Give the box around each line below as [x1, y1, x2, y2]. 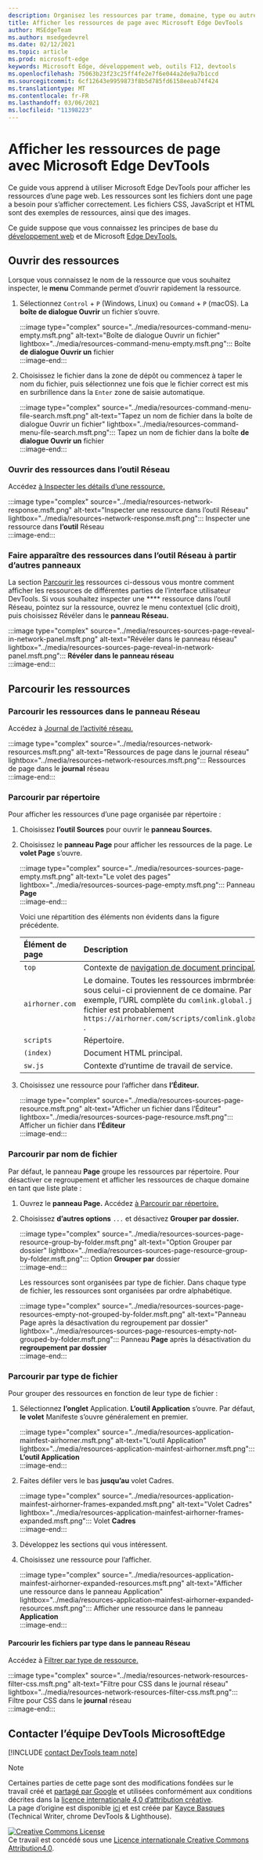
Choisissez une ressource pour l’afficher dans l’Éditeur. [19, 1080, 200, 1090]
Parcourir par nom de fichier [8, 1149, 117, 1160]
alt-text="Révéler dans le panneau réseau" [99, 634, 237, 644]
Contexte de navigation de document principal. [83, 963, 256, 974]
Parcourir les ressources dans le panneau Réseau [8, 706, 201, 717]
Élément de [23, 939, 67, 950]
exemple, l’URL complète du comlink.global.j [83, 995, 253, 1006]
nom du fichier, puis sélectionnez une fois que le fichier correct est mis [19, 378, 249, 389]
